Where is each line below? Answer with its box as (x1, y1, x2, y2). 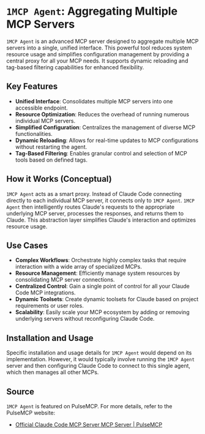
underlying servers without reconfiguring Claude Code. (15, 315, 155, 323)
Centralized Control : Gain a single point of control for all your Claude (15, 283, 190, 290)
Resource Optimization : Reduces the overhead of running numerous (15, 110, 190, 118)
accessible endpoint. (15, 104, 69, 111)
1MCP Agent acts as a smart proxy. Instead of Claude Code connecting (6, 190, 182, 197)
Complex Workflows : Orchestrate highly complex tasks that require (15, 256, 187, 264)
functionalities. (15, 130, 53, 137)
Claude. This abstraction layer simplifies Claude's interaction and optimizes (6, 216, 196, 223)
